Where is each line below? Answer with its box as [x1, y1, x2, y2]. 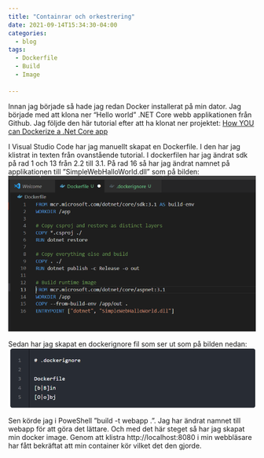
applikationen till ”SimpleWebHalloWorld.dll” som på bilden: [8, 167, 200, 176]
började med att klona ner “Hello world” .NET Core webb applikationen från [8, 110, 252, 119]
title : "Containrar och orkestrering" [8, 13, 135, 20]
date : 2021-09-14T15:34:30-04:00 [8, 20, 118, 29]
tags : [8, 46, 26, 54]
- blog [15, 38, 37, 46]
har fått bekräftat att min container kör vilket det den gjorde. [8, 441, 202, 451]
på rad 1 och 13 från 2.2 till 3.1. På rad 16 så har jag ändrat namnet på [8, 158, 230, 168]
